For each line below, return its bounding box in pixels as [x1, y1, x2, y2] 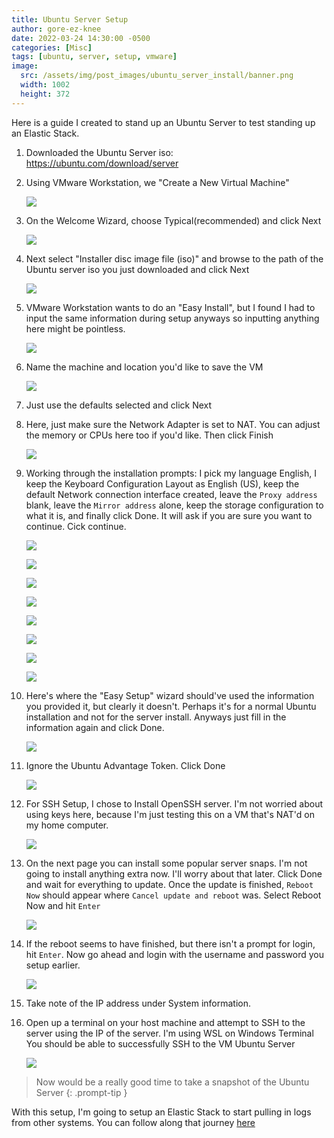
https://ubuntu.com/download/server [25, 157, 179, 169]
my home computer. [25, 819, 109, 831]
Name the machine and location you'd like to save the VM [25, 361, 264, 373]
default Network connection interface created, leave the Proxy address [25, 488, 318, 500]
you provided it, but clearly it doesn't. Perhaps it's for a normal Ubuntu [25, 700, 317, 712]
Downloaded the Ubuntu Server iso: [25, 146, 174, 158]
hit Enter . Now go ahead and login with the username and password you [25, 948, 324, 960]
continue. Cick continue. [25, 520, 127, 532]
